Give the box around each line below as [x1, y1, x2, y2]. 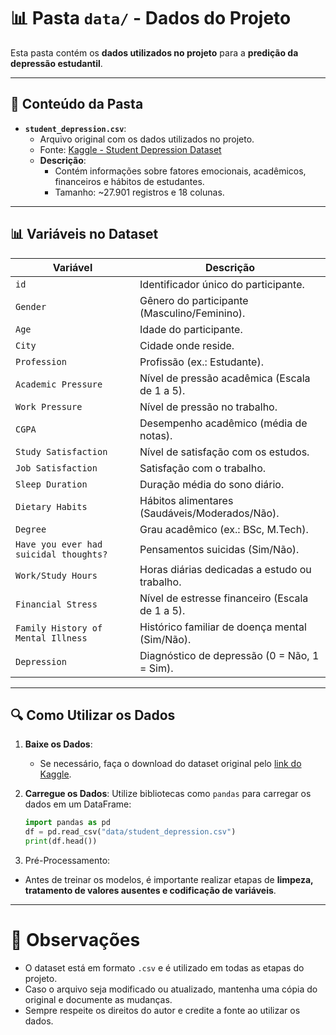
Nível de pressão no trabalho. [139, 400, 278, 414]
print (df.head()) [24, 836, 98, 847]
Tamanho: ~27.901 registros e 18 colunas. [54, 186, 225, 198]
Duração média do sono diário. [139, 477, 285, 491]
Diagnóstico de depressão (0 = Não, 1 [139, 648, 320, 662]
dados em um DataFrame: [24, 798, 132, 810]
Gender [15, 301, 47, 312]
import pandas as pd [24, 818, 111, 828]
